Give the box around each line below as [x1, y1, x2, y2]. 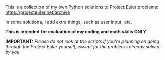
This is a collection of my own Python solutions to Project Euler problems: [5, 4, 159, 10]
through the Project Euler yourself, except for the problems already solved [5, 44, 160, 49]
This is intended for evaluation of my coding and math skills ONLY [5, 29, 147, 34]
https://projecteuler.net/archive [5, 9, 70, 15]
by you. [5, 49, 21, 55]
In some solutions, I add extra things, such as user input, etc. [5, 19, 132, 25]
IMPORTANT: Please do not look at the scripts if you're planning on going [5, 38, 159, 44]
